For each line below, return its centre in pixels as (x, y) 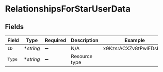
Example (135, 40)
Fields (15, 27)
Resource (82, 56)
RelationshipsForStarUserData (68, 9)
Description (85, 40)
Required (56, 40)
